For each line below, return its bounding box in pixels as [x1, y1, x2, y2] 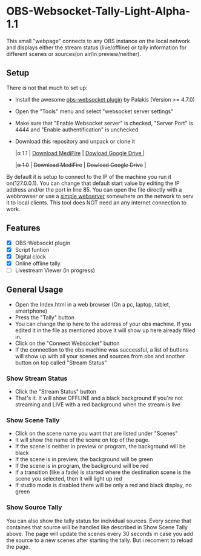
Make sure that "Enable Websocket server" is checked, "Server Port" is [15, 119, 194, 127]
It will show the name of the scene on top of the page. [15, 436, 150, 443]
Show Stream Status [6, 374, 68, 383]
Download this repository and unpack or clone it [15, 137, 135, 145]
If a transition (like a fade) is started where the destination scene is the [15, 468, 191, 476]
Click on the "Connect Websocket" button [15, 339, 120, 347]
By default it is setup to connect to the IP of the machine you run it [6, 173, 171, 180]
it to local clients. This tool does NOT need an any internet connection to [6, 199, 186, 206]
